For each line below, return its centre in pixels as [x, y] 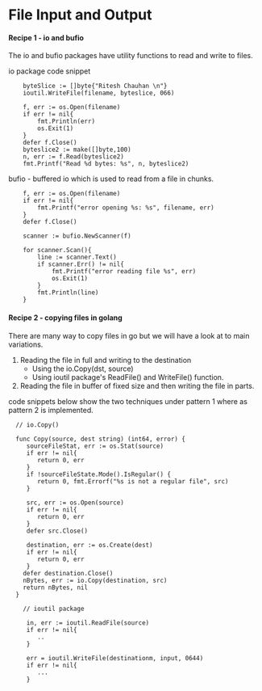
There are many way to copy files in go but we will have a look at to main [129, 335]
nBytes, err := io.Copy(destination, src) [95, 580]
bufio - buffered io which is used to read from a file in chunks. [111, 179]
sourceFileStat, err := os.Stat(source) [95, 446]
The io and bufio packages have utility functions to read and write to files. [131, 56]
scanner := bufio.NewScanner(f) [77, 236]
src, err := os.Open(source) [75, 503]
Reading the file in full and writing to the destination [106, 360]
